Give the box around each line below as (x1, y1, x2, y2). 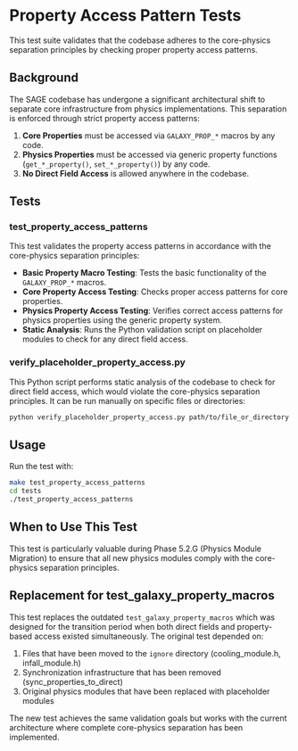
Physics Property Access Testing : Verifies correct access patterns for (21, 305, 284, 317)
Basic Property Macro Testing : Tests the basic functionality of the (21, 268, 267, 278)
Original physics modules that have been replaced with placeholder (21, 686, 270, 697)
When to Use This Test (9, 519, 138, 535)
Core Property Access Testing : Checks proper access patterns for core (21, 286, 288, 297)
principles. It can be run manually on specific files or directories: (9, 395, 245, 406)
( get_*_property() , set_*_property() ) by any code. (21, 158, 211, 169)
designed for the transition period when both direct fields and (9, 621, 236, 631)
